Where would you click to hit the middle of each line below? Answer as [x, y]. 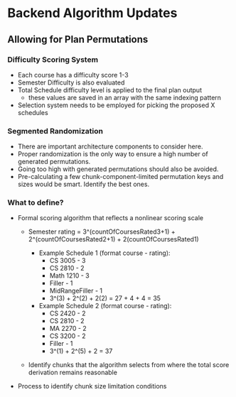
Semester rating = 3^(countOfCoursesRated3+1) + [102, 232]
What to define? [36, 202]
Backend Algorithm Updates [92, 13]
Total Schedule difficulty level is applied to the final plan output [110, 89]
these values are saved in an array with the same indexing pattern [125, 97]
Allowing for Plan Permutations [78, 39]
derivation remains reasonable [73, 372]
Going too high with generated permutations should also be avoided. [118, 169]
